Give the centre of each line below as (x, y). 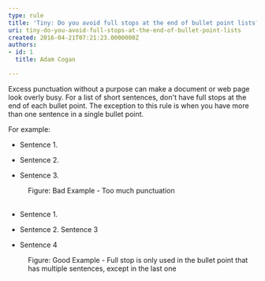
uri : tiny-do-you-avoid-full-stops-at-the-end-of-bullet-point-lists (125, 30)
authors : (22, 45)
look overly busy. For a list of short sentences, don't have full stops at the (127, 97)
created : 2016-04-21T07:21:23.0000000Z (74, 37)
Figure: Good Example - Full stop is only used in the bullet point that (138, 260)
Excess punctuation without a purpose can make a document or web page (129, 88)
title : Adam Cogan (46, 60)
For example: (30, 129)
